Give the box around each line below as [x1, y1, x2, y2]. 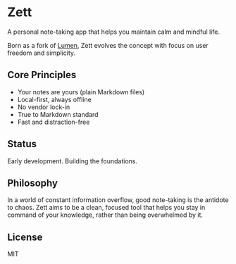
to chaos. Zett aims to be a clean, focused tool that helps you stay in [7, 203, 206, 212]
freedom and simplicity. [7, 49, 76, 57]
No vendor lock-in [17, 103, 70, 111]
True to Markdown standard [17, 110, 99, 118]
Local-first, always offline [17, 95, 92, 103]
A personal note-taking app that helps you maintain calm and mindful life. [7, 27, 221, 36]
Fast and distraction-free [17, 118, 90, 126]
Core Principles [7, 69, 77, 81]
